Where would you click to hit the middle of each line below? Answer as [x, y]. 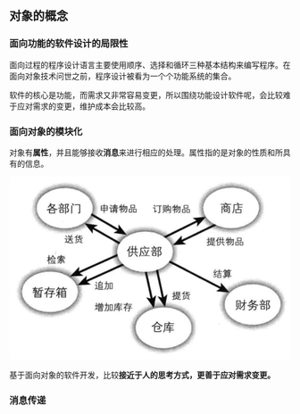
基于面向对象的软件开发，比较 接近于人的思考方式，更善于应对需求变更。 [142, 375]
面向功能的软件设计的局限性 [69, 44]
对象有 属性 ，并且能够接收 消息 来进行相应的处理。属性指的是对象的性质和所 [146, 152]
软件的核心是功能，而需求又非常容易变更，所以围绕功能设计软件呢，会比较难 [150, 95]
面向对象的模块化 [46, 131]
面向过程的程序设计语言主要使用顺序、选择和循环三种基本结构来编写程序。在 [150, 64]
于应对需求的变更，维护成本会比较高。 [79, 106]
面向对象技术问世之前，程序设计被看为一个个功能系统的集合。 [123, 76]
